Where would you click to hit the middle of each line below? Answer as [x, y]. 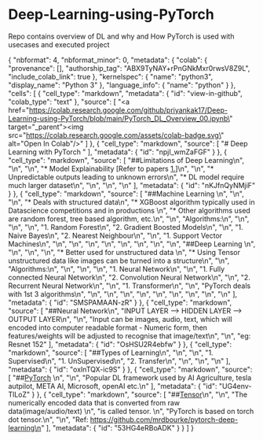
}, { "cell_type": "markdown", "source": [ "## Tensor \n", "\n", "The [142, 394]
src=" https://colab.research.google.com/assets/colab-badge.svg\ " [116, 135]
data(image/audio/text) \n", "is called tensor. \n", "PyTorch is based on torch [131, 411]
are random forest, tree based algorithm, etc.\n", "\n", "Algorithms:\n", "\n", [129, 219]
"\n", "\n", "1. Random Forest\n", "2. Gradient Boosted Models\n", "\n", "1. [126, 227]
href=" [19, 110]
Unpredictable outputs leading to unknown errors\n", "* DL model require [126, 177]
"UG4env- [235, 386]
